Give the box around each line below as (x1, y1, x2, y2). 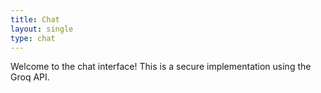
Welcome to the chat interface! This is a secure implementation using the (10, 61, 312, 73)
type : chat (10, 33, 56, 43)
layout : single (10, 24, 74, 34)
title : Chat (10, 14, 60, 25)
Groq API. (10, 71, 50, 83)
